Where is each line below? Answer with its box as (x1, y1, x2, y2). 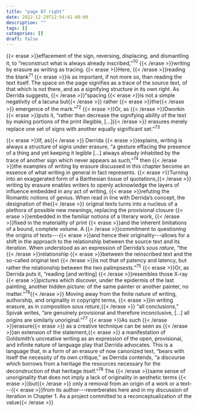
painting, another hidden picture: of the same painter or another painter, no (6, 283, 189, 290)
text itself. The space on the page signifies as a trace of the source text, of (6, 79, 188, 86)
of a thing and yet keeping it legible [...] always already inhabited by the (6, 149, 180, 156)
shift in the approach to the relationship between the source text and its (6, 238, 180, 245)
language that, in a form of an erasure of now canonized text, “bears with (6, 348, 184, 355)
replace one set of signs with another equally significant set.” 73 (6, 124, 160, 132)
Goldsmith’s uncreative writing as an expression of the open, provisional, (6, 335, 183, 342)
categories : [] (6, 31, 44, 37)
